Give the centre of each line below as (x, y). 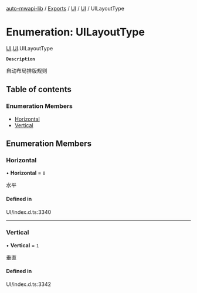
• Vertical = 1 (23, 245)
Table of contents (39, 89)
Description (21, 59)
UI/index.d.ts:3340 (29, 212)
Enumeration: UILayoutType (76, 32)
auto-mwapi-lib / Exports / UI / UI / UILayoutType (65, 8)
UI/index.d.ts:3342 (29, 284)
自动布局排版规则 (27, 70)
